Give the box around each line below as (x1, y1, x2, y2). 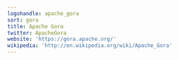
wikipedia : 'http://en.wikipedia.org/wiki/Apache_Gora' (7, 42, 172, 49)
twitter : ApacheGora (7, 29, 67, 37)
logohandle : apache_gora (7, 10, 79, 17)
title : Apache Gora (7, 23, 64, 30)
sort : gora (7, 17, 39, 23)
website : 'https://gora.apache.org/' (7, 36, 117, 43)
